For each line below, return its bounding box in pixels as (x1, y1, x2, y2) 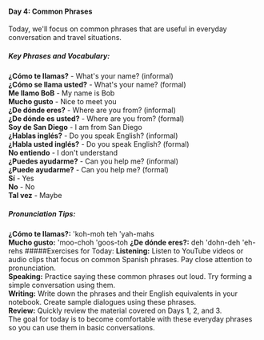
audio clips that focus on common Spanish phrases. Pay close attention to (8, 255, 253, 265)
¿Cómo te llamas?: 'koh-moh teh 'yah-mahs (8, 229, 154, 239)
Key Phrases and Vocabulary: (8, 51, 110, 60)
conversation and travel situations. (8, 33, 122, 42)
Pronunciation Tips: (8, 208, 76, 218)
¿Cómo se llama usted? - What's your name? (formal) (8, 80, 186, 90)
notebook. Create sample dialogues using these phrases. (8, 297, 197, 307)
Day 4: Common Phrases (8, 6, 93, 16)
